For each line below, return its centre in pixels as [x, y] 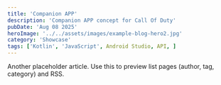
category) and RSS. [36, 74]
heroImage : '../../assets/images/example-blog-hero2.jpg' [95, 33]
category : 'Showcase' [39, 40]
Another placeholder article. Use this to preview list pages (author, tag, [111, 66]
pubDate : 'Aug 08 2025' [43, 27]
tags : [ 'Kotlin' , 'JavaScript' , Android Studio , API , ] [92, 46]
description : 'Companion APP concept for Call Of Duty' [92, 20]
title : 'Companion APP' [43, 14]
